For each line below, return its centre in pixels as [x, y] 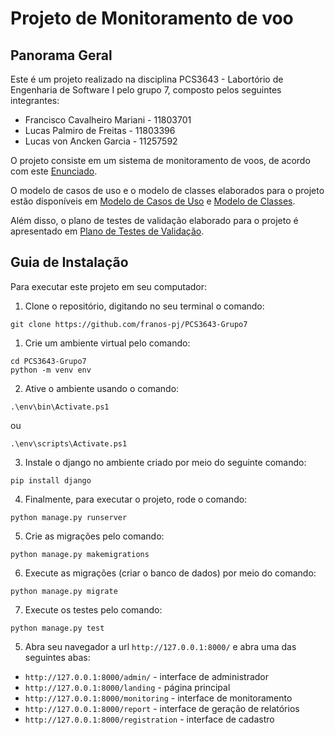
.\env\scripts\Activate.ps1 [69, 443]
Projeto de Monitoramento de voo [152, 18]
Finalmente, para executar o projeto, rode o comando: [136, 499]
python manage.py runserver [69, 517]
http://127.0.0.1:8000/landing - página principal [127, 687]
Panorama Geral [61, 55]
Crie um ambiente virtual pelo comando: [107, 343]
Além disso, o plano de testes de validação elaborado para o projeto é [154, 220]
